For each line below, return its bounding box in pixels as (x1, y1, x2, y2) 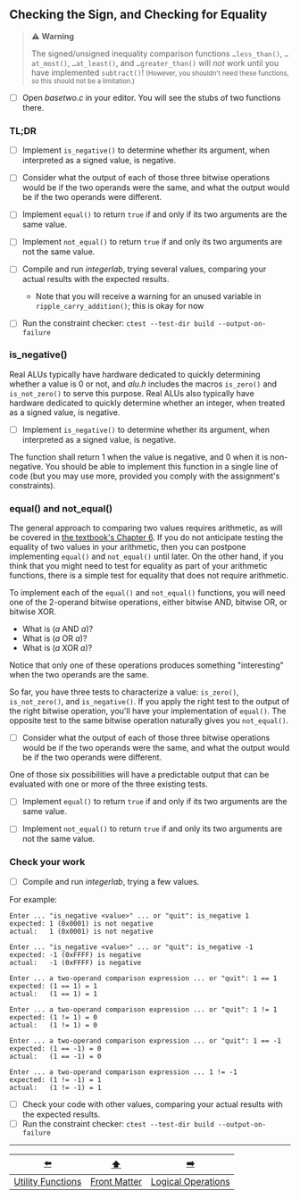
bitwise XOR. (9, 606, 56, 617)
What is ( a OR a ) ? (21, 633, 87, 644)
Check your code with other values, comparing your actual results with (21, 1098, 283, 1110)
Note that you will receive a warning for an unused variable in (35, 291, 262, 302)
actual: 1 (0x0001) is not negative (9, 927, 154, 936)
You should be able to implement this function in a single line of (45, 461, 279, 471)
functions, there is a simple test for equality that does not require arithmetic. (9, 570, 289, 581)
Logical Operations (150, 1175, 230, 1187)
